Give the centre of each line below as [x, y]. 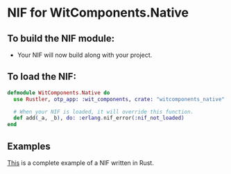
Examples [29, 146]
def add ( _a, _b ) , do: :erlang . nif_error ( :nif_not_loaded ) [99, 118]
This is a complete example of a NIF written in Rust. [80, 163]
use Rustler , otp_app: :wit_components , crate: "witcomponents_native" [119, 99]
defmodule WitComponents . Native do [59, 93]
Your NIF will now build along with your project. [85, 55]
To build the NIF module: [61, 38]
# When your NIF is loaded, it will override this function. [104, 112]
